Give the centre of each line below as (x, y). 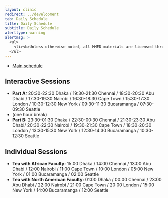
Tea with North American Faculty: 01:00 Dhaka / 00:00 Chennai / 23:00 (87, 180)
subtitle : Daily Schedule (32, 28)
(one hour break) (30, 115)
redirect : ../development (32, 14)
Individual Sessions (36, 151)
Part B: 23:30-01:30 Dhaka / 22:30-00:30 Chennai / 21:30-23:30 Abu (84, 120)
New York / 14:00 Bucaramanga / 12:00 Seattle (60, 190)
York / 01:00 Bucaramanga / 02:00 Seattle (56, 174)
